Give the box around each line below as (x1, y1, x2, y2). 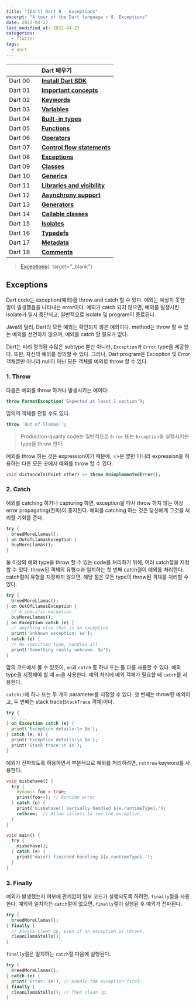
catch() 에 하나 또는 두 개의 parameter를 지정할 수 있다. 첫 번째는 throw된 (6, 690, 175, 697)
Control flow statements (42, 143, 111, 151)
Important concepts (42, 86, 98, 94)
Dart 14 (9, 210, 30, 218)
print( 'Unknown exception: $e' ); (11, 631, 93, 637)
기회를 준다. (16, 514, 44, 521)
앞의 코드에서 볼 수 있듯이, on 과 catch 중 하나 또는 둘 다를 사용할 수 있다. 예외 (6, 663, 181, 670)
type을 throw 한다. (20, 440, 64, 447)
